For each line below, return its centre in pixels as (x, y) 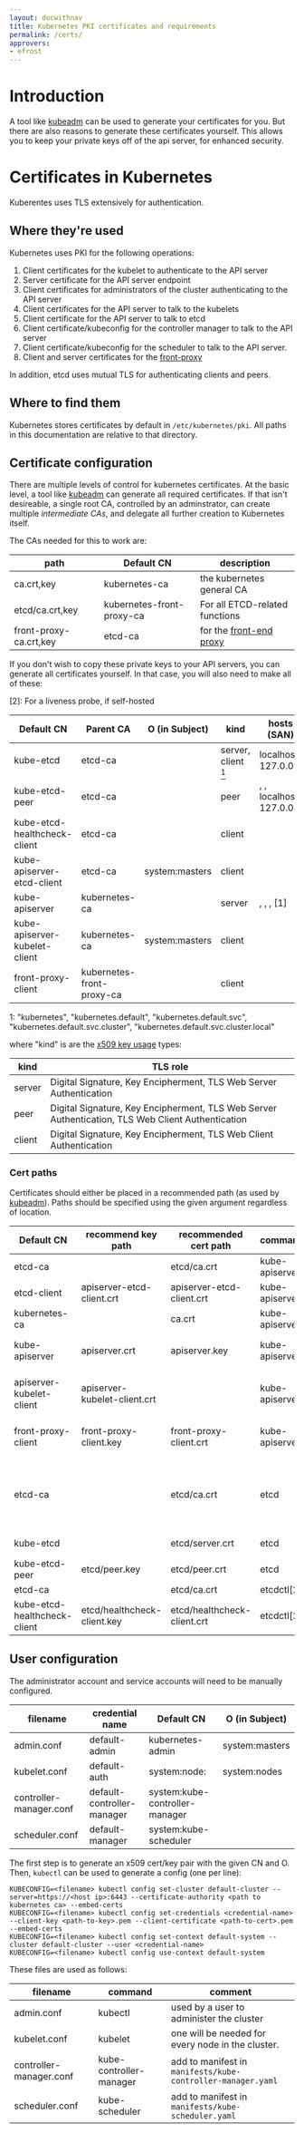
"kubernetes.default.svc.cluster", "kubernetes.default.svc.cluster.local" (142, 1027)
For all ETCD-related (243, 605)
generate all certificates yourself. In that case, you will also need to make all (150, 674)
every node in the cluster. (225, 2044)
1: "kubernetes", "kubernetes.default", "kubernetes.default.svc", (128, 1017)
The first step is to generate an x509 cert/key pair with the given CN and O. (150, 1863)
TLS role (170, 1067)
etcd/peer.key (111, 1569)
